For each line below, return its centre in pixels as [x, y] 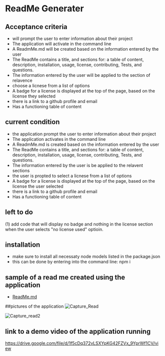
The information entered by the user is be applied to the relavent [78, 165]
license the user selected [38, 186]
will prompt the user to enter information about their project [72, 38]
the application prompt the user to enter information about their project [84, 134]
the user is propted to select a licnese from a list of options [72, 176]
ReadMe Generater [45, 9]
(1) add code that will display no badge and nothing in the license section [79, 224]
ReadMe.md [25, 297]
